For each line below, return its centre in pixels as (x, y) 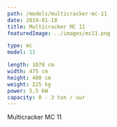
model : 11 (22, 52)
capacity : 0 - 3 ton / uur (46, 97)
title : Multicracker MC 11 (46, 27)
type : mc (20, 46)
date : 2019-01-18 (32, 20)
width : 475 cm (28, 71)
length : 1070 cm (31, 65)
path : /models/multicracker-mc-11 (57, 14)
